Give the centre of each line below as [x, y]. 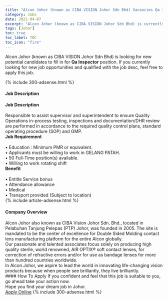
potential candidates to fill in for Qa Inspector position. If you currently [78, 62]
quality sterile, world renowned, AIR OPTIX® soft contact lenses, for [75, 249]
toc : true [15, 33]
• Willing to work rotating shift [36, 163]
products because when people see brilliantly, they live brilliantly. [72, 271]
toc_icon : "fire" [23, 42]
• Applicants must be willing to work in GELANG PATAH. [63, 152]
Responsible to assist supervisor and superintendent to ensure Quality [77, 115]
